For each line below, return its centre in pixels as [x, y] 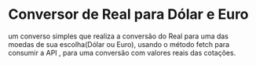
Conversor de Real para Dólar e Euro [128, 14]
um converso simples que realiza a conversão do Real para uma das [119, 36]
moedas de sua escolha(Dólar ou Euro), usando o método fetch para [119, 44]
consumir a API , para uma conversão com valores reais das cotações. [122, 52]
